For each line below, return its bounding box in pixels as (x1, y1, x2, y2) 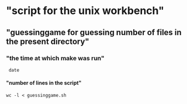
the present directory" (6, 36, 89, 46)
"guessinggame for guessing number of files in (6, 27, 182, 37)
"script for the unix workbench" (6, 4, 165, 18)
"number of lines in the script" (6, 79, 82, 86)
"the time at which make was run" (6, 54, 105, 62)
